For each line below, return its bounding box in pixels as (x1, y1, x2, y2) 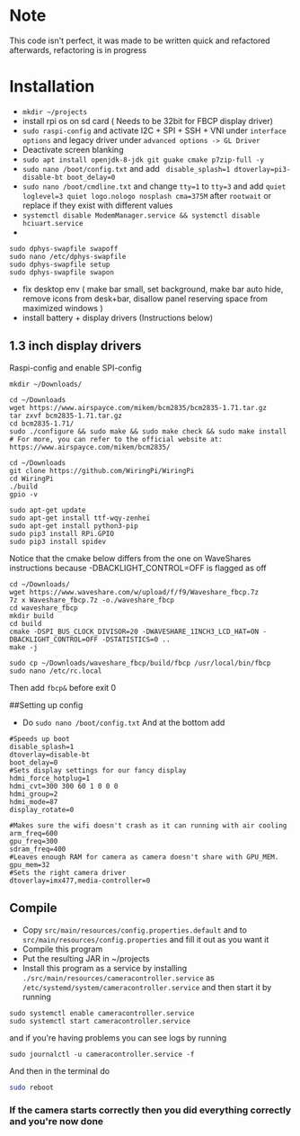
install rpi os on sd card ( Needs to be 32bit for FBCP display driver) (22, 115, 274, 126)
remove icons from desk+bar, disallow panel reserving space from (22, 293, 268, 304)
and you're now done (9, 1115, 104, 1128)
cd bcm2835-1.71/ (9, 419, 75, 428)
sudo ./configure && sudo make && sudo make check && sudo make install (9, 426, 287, 436)
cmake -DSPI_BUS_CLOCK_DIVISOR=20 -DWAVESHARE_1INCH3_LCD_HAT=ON (9, 627, 259, 636)
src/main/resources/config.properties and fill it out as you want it (22, 934, 269, 944)
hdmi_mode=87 (9, 797, 58, 806)
